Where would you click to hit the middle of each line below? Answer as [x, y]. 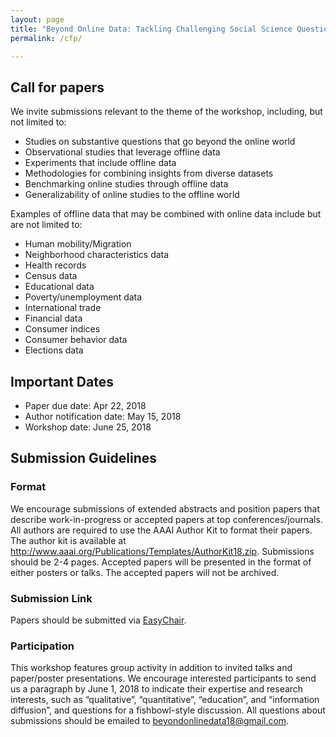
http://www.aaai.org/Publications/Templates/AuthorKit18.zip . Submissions [162, 551]
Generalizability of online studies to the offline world [132, 195]
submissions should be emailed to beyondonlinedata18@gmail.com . [150, 721]
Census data [51, 276]
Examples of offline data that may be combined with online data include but [166, 214]
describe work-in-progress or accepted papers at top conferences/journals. [166, 519]
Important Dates [62, 381]
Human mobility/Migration [78, 244]
